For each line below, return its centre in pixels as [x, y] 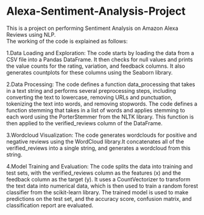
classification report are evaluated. [50, 205]
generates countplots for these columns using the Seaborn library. [90, 72]
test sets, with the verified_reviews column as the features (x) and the [94, 173]
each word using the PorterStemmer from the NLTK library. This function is [100, 117]
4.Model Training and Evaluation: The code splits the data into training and [100, 166]
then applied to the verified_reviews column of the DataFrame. [84, 123]
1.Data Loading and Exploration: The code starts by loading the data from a [100, 53]
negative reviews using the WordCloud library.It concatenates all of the [95, 141]
